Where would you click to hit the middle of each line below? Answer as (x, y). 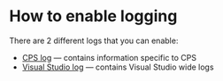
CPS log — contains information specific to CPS (109, 57)
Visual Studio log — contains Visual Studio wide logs (118, 67)
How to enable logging (93, 16)
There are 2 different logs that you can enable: (94, 40)
